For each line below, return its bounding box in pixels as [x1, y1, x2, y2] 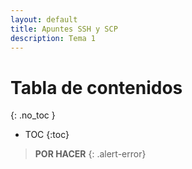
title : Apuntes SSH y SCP [10, 24, 118, 34]
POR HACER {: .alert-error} [34, 148, 147, 160]
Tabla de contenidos [10, 76, 183, 99]
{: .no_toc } [10, 109, 56, 121]
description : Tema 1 [10, 33, 97, 43]
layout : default [10, 14, 78, 25]
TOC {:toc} [24, 129, 70, 141]
